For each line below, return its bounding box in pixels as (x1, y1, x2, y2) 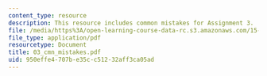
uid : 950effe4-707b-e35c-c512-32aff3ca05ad (8, 56, 155, 64)
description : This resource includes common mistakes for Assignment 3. (8, 19, 254, 27)
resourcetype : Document (8, 41, 87, 49)
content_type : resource (8, 11, 87, 20)
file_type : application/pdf (8, 33, 102, 42)
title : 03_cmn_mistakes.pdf (8, 48, 102, 56)
